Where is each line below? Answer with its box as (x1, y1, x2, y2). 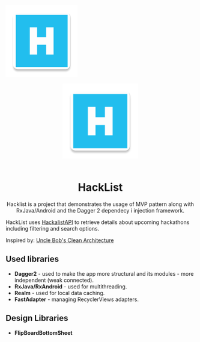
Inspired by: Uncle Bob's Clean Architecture (5, 237, 114, 244)
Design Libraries (5, 313, 68, 323)
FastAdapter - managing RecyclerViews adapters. (14, 296, 139, 303)
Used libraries (5, 254, 59, 264)
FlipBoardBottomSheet (14, 329, 73, 336)
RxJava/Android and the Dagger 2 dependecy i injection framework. (16, 207, 184, 214)
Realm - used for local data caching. (14, 289, 105, 296)
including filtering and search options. (5, 225, 100, 232)
